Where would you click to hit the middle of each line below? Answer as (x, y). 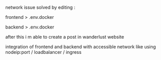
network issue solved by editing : (40, 7)
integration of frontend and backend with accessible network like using (80, 47)
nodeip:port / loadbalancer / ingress (43, 52)
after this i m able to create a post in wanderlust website (65, 37)
